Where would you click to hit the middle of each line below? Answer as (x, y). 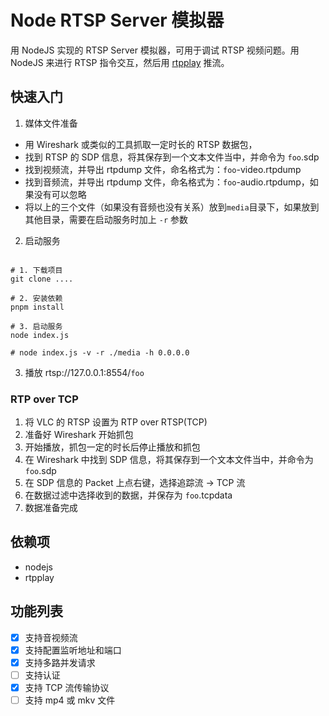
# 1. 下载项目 (36, 270)
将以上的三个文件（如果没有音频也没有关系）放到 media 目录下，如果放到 (172, 207)
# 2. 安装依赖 (36, 298)
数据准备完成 (51, 508)
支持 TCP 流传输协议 (67, 687)
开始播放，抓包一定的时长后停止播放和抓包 (112, 447)
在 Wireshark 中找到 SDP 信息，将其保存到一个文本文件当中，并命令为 (169, 460)
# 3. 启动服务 (36, 326)
